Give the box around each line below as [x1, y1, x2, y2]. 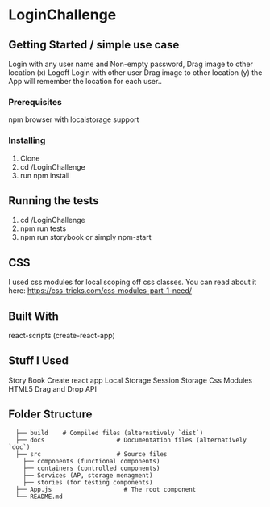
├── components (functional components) [23, 457, 160, 465]
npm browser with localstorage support [8, 115, 139, 124]
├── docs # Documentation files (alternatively [15, 436, 247, 444]
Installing [8, 135, 46, 146]
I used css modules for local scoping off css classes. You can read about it [8, 277, 257, 287]
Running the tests [8, 194, 99, 207]
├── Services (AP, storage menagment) [23, 471, 153, 480]
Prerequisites [8, 96, 62, 107]
